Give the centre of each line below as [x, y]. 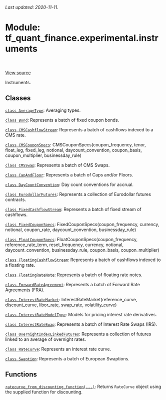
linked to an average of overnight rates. [46, 339]
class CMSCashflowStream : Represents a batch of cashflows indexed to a [79, 129]
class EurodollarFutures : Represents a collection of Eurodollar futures [78, 194]
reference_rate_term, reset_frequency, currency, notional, [64, 245]
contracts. [16, 199]
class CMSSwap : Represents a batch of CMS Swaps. [57, 165]
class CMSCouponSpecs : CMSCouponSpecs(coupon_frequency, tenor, [75, 144]
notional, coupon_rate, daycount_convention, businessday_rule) [71, 230]
